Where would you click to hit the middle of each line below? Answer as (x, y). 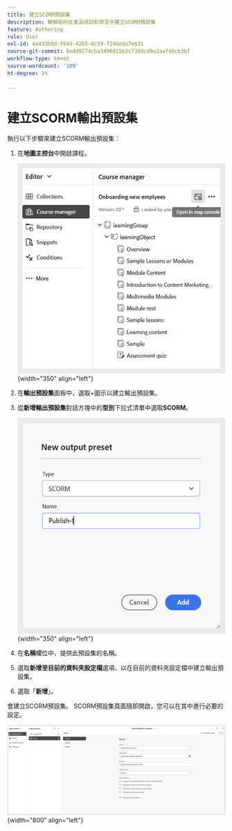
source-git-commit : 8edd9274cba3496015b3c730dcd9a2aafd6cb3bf (99, 51)
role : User (23, 37)
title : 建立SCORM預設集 (39, 15)
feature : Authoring (35, 29)
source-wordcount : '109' (43, 66)
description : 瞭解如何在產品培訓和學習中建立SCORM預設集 (81, 22)
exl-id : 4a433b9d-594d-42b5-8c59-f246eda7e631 (75, 44)
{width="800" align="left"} (45, 820)
